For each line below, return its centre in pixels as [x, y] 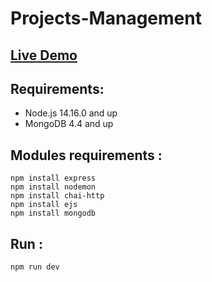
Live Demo [44, 55]
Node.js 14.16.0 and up [71, 113]
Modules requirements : [86, 155]
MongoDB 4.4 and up [69, 124]
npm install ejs [44, 205]
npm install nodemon [53, 187]
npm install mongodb [53, 213]
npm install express [53, 178]
